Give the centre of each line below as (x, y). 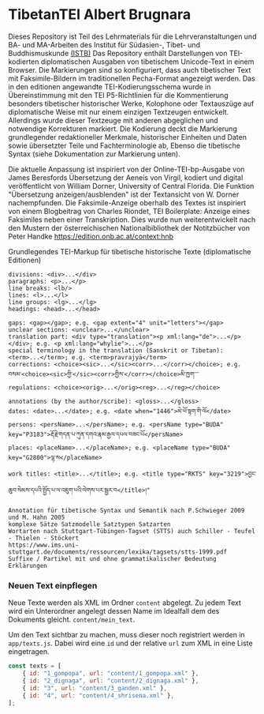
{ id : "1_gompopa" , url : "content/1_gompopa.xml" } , (111, 674)
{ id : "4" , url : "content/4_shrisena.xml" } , (99, 695)
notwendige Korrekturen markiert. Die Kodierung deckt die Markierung (123, 129)
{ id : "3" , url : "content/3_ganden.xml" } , (95, 688)
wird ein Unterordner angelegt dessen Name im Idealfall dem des (114, 611)
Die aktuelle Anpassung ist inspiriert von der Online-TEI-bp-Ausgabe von (126, 169)
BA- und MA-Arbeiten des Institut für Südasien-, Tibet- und (104, 44)
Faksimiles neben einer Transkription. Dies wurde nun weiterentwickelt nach (132, 220)
